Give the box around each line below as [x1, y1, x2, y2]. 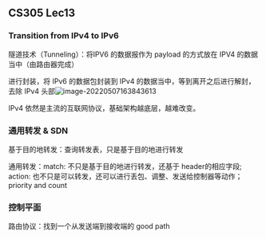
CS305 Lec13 [8, 6, 76, 20]
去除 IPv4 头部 [8, 86, 56, 96]
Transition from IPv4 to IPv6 [8, 30, 120, 41]
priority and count [8, 180, 68, 190]
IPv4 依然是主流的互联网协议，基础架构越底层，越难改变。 [8, 103, 200, 112]
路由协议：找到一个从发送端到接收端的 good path [8, 221, 170, 231]
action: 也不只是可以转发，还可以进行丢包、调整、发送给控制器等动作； [8, 171, 243, 181]
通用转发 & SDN [8, 125, 69, 136]
